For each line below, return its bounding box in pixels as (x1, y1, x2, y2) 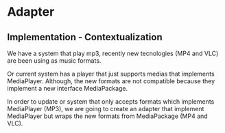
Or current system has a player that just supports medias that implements (7, 70, 215, 78)
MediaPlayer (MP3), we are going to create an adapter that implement (7, 105, 204, 113)
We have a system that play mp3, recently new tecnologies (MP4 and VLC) (7, 49, 219, 57)
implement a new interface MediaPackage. (7, 85, 128, 92)
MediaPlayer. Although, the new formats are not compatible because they (7, 77, 215, 85)
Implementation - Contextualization (7, 31, 163, 43)
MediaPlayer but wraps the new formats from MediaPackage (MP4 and (7, 112, 208, 120)
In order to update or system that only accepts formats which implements (7, 98, 215, 106)
